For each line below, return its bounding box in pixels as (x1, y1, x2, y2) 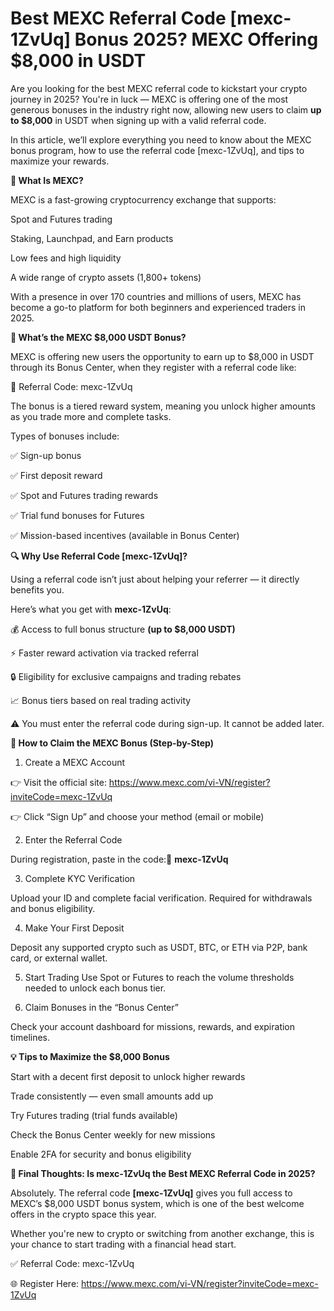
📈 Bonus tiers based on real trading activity (10, 694, 192, 706)
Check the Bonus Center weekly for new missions (10, 1128, 216, 1141)
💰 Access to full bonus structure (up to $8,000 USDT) (10, 623, 236, 635)
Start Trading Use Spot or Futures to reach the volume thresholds (24, 971, 295, 983)
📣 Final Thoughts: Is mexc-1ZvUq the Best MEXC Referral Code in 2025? (10, 1167, 316, 1179)
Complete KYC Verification (24, 872, 136, 884)
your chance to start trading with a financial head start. (10, 1238, 237, 1250)
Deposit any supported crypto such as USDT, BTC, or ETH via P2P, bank (10, 941, 308, 953)
